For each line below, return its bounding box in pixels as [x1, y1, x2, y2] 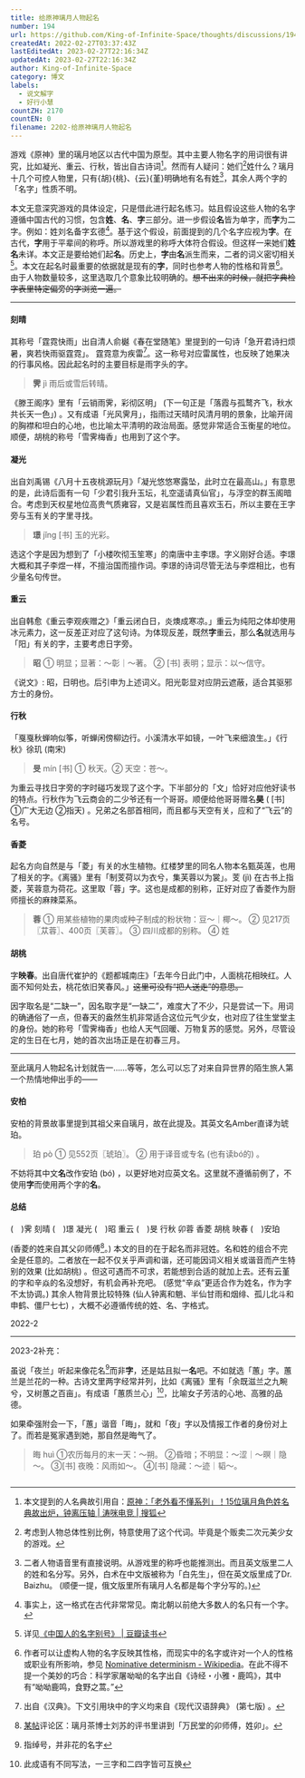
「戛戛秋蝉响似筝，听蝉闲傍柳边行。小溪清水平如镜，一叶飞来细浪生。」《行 [10, 732, 288, 744]
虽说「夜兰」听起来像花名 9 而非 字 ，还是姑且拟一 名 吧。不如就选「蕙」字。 [10, 1363, 284, 1375]
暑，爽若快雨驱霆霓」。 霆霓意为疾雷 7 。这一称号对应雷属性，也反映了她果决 [10, 346, 291, 358]
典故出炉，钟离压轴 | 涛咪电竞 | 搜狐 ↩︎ [23, 1507, 167, 1518]
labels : [10, 81, 40, 90]
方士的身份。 [10, 688, 58, 698]
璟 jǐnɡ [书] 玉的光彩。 [32, 529, 115, 540]
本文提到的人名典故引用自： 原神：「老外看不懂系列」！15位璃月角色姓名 [23, 1496, 290, 1507]
